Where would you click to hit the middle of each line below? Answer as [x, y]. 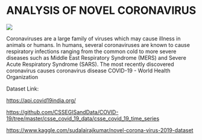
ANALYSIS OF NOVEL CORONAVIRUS [101, 11]
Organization [22, 77]
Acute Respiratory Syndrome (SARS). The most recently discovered [90, 64]
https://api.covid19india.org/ [41, 100]
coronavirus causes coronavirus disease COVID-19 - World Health [88, 71]
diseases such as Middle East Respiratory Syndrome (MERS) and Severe [96, 57]
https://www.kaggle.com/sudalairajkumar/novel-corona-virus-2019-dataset [100, 130]
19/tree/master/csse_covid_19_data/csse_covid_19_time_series [83, 118]
